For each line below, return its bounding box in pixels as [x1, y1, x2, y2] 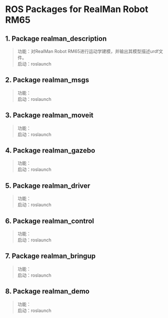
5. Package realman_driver [5, 181, 90, 190]
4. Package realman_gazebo [5, 146, 95, 155]
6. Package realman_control [5, 217, 94, 225]
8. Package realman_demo [5, 287, 90, 296]
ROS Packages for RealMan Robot [5, 4, 148, 15]
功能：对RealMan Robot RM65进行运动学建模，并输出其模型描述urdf [17, 48, 159, 54]
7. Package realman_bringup [5, 252, 96, 261]
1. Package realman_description [5, 34, 107, 43]
